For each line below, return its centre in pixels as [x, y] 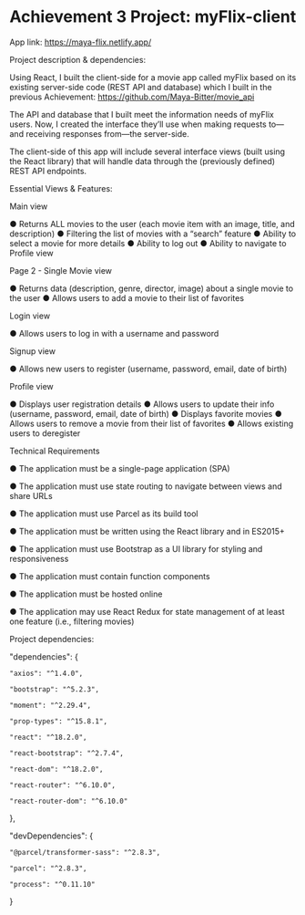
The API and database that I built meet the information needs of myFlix [142, 114]
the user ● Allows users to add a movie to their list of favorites [127, 297]
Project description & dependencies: [78, 59]
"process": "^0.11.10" [52, 884]
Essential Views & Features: [61, 188]
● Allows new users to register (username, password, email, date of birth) [148, 369]
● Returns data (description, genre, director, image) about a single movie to [152, 288]
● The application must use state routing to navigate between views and [146, 486]
